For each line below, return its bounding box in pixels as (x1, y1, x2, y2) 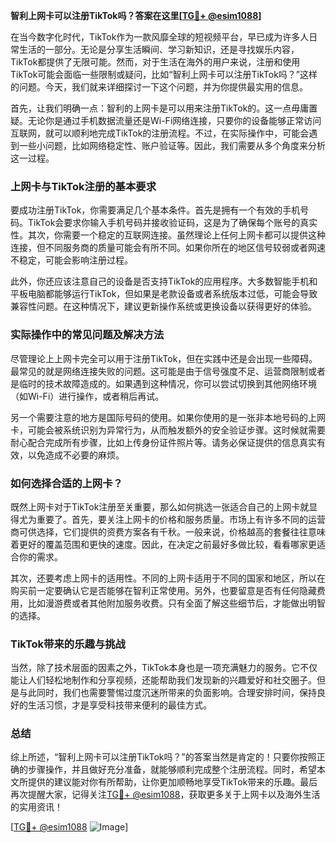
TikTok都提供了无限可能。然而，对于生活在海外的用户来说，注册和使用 (10, 56, 301, 68)
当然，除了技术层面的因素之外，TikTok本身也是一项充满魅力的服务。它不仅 (10, 662, 318, 674)
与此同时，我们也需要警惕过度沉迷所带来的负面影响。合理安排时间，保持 (18, 687, 317, 699)
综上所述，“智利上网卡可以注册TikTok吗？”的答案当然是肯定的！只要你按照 (10, 751, 317, 763)
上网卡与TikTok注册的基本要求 (10, 179, 157, 193)
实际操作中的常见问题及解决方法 (10, 328, 165, 342)
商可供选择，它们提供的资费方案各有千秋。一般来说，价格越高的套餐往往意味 (10, 525, 326, 538)
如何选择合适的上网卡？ (10, 476, 123, 490)
